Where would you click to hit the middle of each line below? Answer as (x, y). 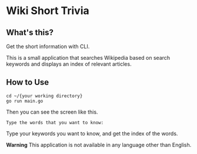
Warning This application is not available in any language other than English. (99, 145)
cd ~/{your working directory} (44, 96)
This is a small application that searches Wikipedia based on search (88, 58)
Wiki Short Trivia (48, 11)
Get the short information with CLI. (48, 46)
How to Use (28, 82)
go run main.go (25, 101)
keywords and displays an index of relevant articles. (69, 64)
